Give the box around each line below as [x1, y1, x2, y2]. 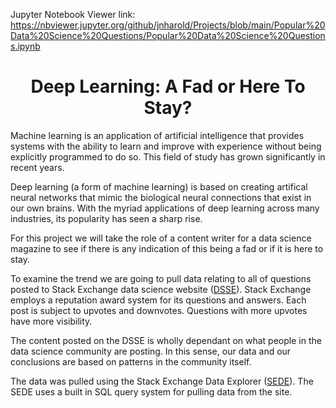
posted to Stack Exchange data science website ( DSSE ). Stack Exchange [10, 283, 312, 295]
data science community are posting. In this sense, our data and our [10, 345, 292, 357]
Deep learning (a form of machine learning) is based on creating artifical [10, 180, 308, 193]
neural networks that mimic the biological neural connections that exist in [10, 191, 312, 203]
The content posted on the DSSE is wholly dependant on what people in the [10, 334, 322, 346]
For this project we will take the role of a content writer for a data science [10, 232, 312, 244]
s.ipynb [10, 40, 41, 52]
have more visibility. [10, 315, 93, 327]
